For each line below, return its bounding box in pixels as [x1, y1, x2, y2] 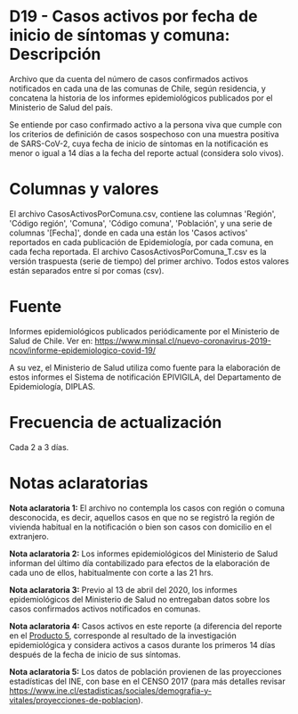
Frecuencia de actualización [9, 413, 222, 432]
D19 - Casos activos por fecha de [9, 6, 258, 27]
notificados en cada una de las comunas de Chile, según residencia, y [9, 83, 267, 94]
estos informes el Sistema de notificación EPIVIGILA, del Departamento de [9, 372, 282, 382]
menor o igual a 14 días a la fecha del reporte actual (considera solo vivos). [9, 147, 285, 158]
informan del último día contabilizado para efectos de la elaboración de [9, 557, 270, 568]
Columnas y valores [9, 179, 159, 200]
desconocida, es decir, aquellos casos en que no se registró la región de [9, 512, 276, 522]
